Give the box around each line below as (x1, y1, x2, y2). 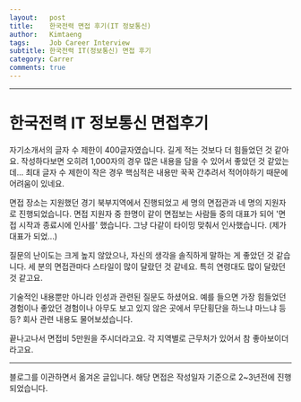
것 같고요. (9, 272, 43, 283)
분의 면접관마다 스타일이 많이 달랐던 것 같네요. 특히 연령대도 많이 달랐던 (37, 261, 287, 272)
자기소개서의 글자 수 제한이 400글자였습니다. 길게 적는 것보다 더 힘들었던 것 (9, 144, 273, 155)
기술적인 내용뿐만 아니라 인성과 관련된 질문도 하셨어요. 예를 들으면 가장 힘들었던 (9, 291, 287, 301)
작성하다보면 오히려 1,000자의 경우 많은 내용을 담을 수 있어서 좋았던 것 (21, 155, 266, 166)
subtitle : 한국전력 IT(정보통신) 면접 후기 (9, 47, 151, 56)
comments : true (9, 64, 66, 73)
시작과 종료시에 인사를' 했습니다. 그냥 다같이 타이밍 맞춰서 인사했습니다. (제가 (18, 219, 287, 230)
